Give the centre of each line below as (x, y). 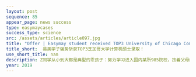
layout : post (22, 11)
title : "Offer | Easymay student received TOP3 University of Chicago (94, 44)
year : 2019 (19, 65)
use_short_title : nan (32, 54)
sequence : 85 (22, 17)
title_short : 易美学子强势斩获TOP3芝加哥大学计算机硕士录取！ (75, 49)
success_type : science (34, 33)
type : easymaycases (30, 27)
